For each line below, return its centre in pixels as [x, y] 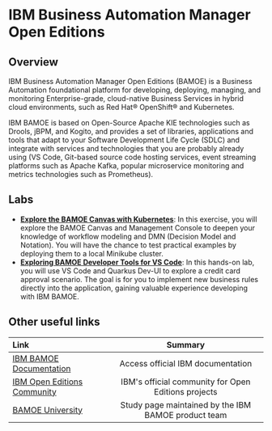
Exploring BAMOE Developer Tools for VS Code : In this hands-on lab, [137, 262]
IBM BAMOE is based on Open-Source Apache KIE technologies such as [129, 123]
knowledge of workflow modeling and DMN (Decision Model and [128, 236]
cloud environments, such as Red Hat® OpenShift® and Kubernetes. [121, 107]
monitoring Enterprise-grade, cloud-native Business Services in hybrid [126, 98]
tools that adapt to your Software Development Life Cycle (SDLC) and [124, 140]
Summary [185, 344]
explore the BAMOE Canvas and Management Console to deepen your [137, 227]
